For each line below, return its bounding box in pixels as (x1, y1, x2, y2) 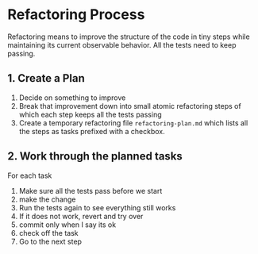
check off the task (18, 228, 79, 237)
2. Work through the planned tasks (7, 149, 183, 164)
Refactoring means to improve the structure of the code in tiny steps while (7, 32, 251, 41)
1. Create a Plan (7, 71, 85, 85)
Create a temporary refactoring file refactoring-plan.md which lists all (18, 117, 248, 128)
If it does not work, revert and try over (18, 211, 144, 221)
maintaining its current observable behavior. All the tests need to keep (7, 40, 237, 49)
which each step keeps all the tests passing (18, 110, 162, 119)
